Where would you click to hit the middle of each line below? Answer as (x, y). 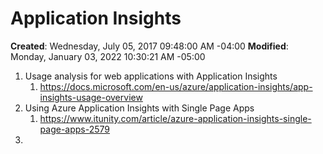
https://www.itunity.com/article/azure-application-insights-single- (175, 118)
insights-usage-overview (91, 97)
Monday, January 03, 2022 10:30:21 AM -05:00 (108, 56)
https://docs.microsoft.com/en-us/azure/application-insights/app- (176, 86)
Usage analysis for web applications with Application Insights (151, 76)
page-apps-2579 (75, 129)
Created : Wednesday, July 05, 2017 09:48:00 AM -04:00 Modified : (149, 46)
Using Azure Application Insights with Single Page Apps (139, 108)
